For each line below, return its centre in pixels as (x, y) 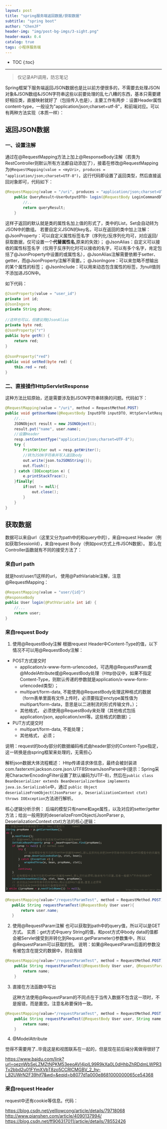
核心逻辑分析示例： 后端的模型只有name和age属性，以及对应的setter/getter (83, 809)
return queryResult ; (44, 208)
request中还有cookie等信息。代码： (42, 1101)
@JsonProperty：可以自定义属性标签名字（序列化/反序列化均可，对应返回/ (82, 235)
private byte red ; (24, 325)
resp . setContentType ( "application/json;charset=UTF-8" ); (74, 439)
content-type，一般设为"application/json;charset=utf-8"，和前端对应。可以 (82, 106)
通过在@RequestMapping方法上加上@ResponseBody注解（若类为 (73, 157)
